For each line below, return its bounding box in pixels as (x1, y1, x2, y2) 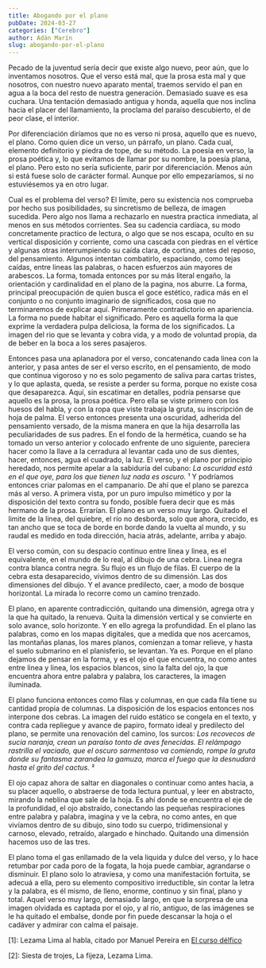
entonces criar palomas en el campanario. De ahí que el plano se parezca (8, 480, 249, 490)
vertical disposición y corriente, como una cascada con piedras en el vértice (8, 237, 259, 247)
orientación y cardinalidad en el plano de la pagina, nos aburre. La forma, (8, 280, 248, 289)
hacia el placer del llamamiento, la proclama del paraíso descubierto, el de (8, 105, 252, 115)
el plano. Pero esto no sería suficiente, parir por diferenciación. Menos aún (8, 163, 253, 172)
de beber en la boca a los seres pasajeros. (8, 338, 148, 348)
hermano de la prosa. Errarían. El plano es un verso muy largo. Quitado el (8, 506, 248, 515)
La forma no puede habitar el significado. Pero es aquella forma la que (8, 313, 238, 322)
